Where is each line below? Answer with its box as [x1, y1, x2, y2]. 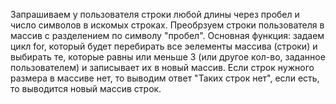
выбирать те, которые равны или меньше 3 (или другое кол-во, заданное [10, 51, 326, 63]
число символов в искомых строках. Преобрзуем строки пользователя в [10, 19, 325, 31]
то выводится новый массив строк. [10, 83, 162, 94]
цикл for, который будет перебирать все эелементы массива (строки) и [10, 40, 318, 52]
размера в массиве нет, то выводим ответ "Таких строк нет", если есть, [10, 72, 320, 84]
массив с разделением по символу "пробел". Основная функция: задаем [10, 30, 325, 41]
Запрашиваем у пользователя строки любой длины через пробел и [10, 9, 300, 20]
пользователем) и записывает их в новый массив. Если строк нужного [10, 62, 315, 73]
